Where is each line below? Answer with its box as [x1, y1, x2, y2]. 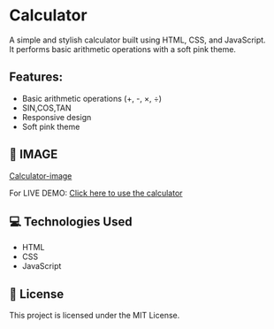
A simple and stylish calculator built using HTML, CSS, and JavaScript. [9, 34, 267, 45]
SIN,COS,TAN [21, 103, 72, 113]
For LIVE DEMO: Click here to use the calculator [9, 187, 183, 198]
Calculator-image [9, 170, 72, 181]
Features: [9, 70, 64, 85]
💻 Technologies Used [9, 214, 133, 229]
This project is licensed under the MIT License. [9, 310, 180, 321]
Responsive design [21, 111, 92, 122]
